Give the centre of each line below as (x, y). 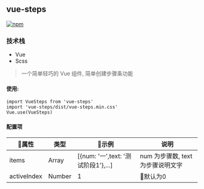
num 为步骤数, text (166, 156)
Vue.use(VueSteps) (29, 112)
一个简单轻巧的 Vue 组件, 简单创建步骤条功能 (77, 74)
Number (60, 176)
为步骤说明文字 (161, 165)
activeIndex (26, 176)
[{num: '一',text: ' (101, 156)
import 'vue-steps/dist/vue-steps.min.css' (62, 107)
